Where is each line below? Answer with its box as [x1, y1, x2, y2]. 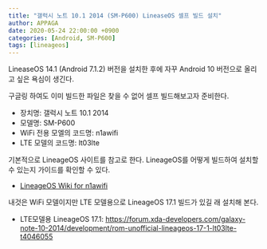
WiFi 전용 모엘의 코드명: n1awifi [19, 128, 119, 138]
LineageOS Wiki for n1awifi [19, 181, 108, 191]
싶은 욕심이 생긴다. [16, 74, 74, 84]
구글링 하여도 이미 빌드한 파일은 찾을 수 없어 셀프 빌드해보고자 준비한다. [8, 91, 230, 101]
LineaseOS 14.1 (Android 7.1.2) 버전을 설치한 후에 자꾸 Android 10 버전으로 [8, 65, 243, 74]
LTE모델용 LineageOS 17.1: [19, 215, 104, 224]
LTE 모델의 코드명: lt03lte [19, 138, 100, 148]
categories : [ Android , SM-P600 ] [8, 34, 116, 42]
